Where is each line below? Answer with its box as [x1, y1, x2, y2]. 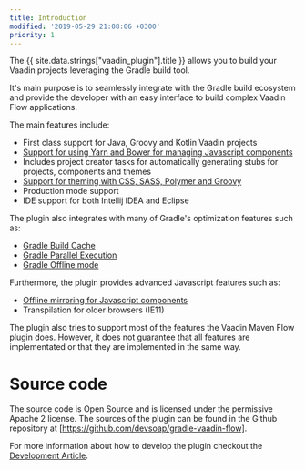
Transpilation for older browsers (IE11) [22, 304, 165, 315]
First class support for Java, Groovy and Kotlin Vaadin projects [22, 138, 258, 148]
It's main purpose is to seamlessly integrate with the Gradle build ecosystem [9, 83, 296, 94]
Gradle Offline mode [22, 260, 99, 271]
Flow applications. [9, 102, 78, 113]
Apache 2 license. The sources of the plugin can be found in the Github [9, 414, 278, 424]
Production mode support [22, 186, 120, 197]
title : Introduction [9, 13, 88, 23]
